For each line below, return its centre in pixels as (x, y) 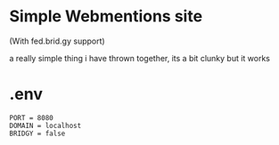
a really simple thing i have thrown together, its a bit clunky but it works (139, 58)
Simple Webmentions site (106, 16)
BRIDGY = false (37, 133)
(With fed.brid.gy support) (57, 41)
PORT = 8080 (31, 117)
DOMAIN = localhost (45, 125)
